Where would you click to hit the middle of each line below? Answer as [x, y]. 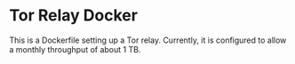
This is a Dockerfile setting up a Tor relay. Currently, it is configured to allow [148, 40]
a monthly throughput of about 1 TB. [75, 49]
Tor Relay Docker [73, 16]
